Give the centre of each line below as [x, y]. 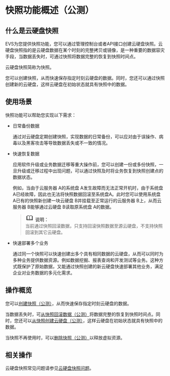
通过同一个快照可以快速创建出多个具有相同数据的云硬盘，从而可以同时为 [88, 253]
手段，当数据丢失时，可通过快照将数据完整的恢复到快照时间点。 [72, 57]
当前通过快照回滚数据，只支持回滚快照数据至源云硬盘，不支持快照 [94, 225]
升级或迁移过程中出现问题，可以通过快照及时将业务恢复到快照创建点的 [90, 171]
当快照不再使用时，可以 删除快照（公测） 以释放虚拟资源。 [65, 337]
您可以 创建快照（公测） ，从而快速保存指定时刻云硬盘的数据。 [68, 303]
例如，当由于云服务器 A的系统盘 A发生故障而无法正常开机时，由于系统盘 [88, 187]
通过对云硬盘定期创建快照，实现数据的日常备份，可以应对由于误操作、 [86, 136]
